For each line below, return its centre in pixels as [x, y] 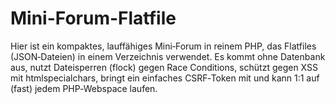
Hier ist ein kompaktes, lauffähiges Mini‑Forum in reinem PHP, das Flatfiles [163, 46]
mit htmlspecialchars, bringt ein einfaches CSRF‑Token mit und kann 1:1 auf [165, 78]
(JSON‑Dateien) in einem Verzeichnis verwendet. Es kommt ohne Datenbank [168, 56]
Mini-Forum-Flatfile [93, 18]
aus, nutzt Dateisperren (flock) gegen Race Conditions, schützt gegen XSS [164, 67]
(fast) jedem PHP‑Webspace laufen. [84, 88]
